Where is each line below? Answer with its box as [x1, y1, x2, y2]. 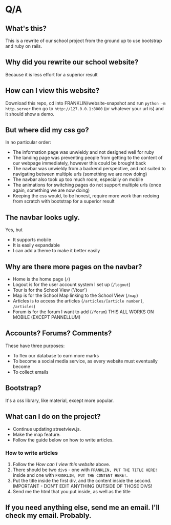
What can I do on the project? [5, 412, 101, 421]
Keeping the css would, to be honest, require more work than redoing [12, 193, 160, 199]
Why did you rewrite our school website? [5, 58, 139, 67]
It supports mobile [12, 237, 51, 243]
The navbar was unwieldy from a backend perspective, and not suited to [12, 166, 166, 172]
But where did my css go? [5, 126, 89, 134]
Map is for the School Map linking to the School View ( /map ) [12, 292, 138, 298]
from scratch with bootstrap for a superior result [12, 198, 115, 205]
